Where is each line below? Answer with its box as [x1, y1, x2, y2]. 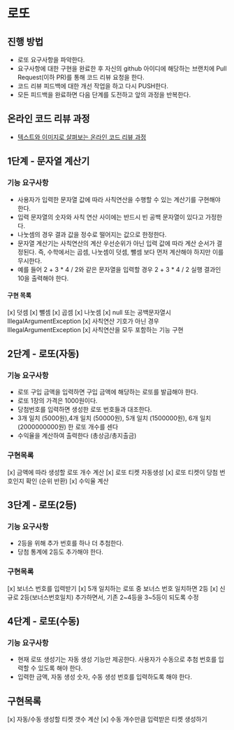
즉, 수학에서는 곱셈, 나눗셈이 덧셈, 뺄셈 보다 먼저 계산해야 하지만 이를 [38, 248, 224, 256]
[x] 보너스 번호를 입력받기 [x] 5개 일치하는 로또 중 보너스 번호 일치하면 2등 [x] [7, 584, 219, 592]
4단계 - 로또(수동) [7, 615, 80, 627]
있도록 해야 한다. [38, 664, 83, 673]
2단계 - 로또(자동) [7, 348, 80, 360]
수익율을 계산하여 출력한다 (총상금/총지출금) [17, 431, 137, 440]
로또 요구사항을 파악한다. [17, 56, 85, 64]
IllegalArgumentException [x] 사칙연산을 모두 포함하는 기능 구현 [7, 325, 184, 334]
